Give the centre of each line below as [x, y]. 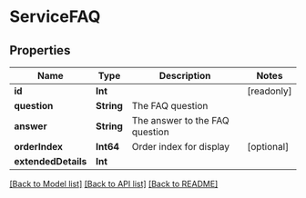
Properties [40, 50]
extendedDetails [51, 161]
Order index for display [181, 147]
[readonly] [270, 91]
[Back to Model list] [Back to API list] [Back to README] [114, 184]
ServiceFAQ [55, 17]
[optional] [268, 147]
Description [185, 76]
